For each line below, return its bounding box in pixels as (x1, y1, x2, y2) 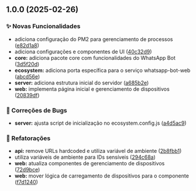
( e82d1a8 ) (14, 42, 40, 49)
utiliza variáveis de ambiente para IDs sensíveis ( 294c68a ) (14, 154, 156, 161)
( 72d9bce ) (14, 166, 40, 173)
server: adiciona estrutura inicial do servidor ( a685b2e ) (14, 79, 149, 86)
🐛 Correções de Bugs (6, 106, 67, 114)
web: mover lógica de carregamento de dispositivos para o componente (14, 172, 189, 179)
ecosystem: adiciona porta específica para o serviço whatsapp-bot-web (14, 67, 191, 74)
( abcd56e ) (14, 73, 40, 80)
